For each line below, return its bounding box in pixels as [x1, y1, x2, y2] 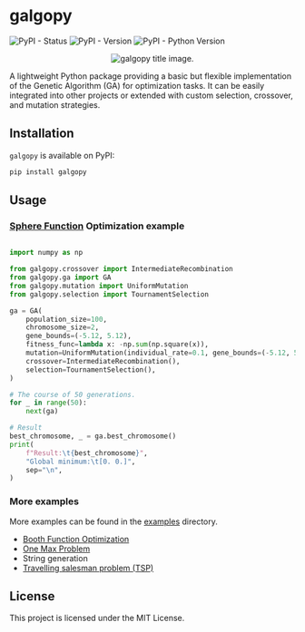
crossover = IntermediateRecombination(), [25, 356, 181, 365]
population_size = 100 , [25, 315, 107, 324]
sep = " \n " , [25, 465, 64, 474]
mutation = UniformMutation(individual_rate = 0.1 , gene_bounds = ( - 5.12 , [25, 348, 290, 358]
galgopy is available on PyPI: [9, 150, 115, 160]
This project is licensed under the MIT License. [9, 613, 185, 624]
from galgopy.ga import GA [9, 273, 112, 282]
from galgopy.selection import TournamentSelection [9, 289, 209, 299]
